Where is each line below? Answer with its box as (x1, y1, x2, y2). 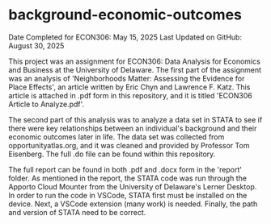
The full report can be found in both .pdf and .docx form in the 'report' (8, 164, 243, 174)
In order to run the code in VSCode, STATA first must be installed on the (8, 190, 248, 200)
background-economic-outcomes (8, 6, 243, 24)
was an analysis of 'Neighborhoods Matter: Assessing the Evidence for (8, 73, 245, 83)
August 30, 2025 (8, 40, 65, 50)
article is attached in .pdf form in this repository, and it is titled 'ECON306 (8, 90, 252, 100)
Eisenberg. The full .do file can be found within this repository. (8, 149, 216, 159)
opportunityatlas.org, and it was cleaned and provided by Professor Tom (8, 140, 250, 150)
